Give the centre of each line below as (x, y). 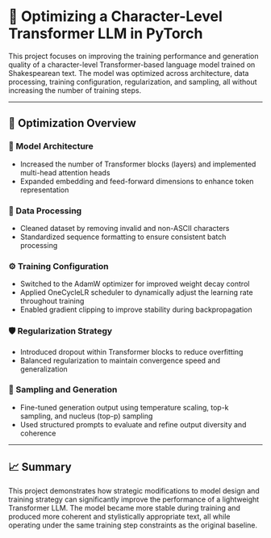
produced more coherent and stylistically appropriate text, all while (119, 516)
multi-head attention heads (65, 172)
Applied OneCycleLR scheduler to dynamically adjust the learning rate (136, 292)
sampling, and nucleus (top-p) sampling (86, 416)
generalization (44, 369)
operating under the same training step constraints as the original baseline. (133, 525)
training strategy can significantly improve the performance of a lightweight (134, 499)
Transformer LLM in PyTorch (106, 34)
